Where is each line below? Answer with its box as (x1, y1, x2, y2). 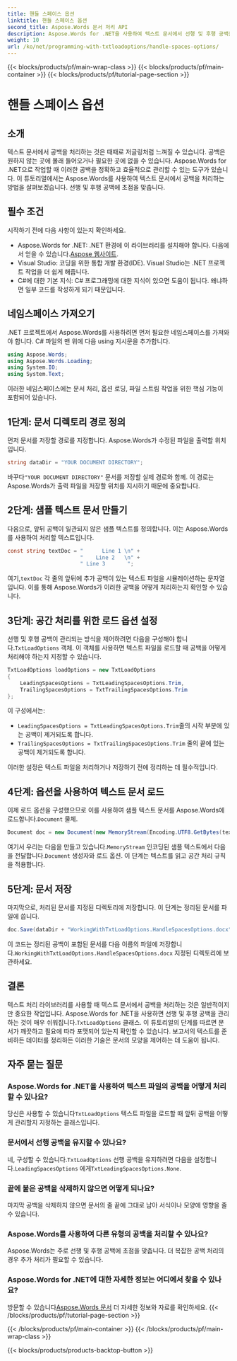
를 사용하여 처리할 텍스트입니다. (7, 533, 95, 541)
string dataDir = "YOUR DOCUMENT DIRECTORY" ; (7, 459, 143, 466)
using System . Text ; (7, 371, 65, 378)
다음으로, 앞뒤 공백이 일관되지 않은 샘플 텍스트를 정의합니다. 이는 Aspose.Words (7, 524, 229, 533)
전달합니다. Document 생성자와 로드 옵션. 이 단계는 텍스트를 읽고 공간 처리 (14, 851, 213, 860)
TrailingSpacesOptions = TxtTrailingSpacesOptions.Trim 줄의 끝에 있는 (17, 739, 225, 747)
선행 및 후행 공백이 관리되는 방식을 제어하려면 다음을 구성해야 (7, 635, 175, 643)
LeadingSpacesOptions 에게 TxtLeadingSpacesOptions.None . (14, 1164, 182, 1172)
